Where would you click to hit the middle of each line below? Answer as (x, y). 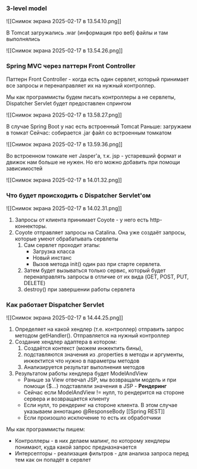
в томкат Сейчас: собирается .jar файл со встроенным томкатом (89, 133)
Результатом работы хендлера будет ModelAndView (81, 374)
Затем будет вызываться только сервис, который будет (95, 270)
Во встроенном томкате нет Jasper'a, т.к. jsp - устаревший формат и (94, 155)
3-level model (27, 8)
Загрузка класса (54, 251)
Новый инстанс (52, 258)
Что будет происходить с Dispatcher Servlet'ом (79, 195)
